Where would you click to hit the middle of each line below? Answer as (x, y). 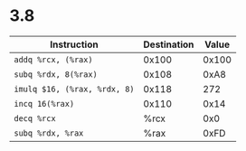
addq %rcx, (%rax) (53, 59)
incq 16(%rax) (44, 104)
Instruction (74, 44)
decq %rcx (35, 118)
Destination (169, 44)
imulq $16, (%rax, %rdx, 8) (74, 89)
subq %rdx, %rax (49, 133)
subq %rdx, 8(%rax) (56, 74)
